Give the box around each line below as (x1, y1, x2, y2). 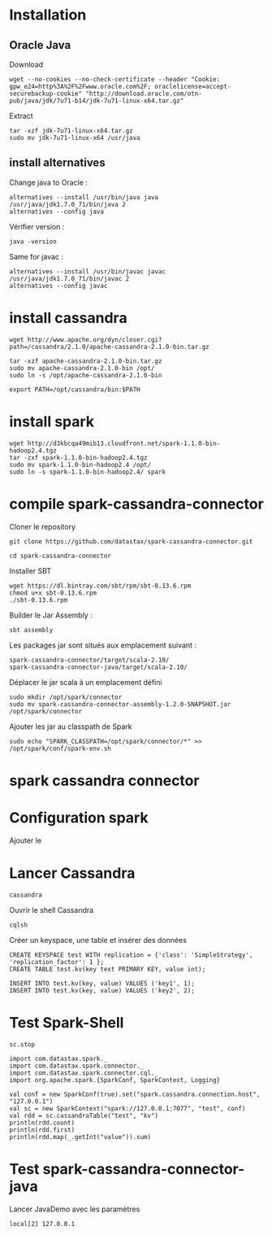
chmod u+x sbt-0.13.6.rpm (9, 588, 97, 597)
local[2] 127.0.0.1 (9, 1220, 76, 1228)
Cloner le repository (9, 521, 76, 531)
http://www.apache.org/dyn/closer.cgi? (27, 335, 162, 343)
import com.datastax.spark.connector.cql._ (9, 1068, 159, 1077)
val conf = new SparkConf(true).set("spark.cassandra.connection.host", (9, 1090, 261, 1098)
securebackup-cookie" (9, 89, 83, 98)
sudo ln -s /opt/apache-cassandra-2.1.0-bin (9, 371, 162, 379)
